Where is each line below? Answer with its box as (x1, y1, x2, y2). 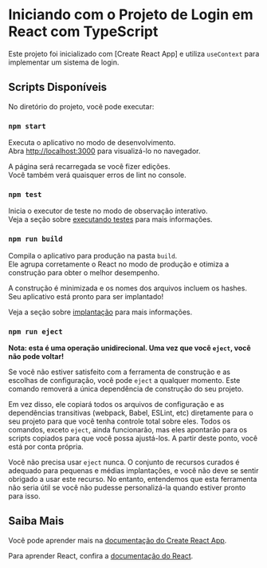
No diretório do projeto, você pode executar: (8, 101, 155, 111)
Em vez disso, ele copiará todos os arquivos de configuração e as (8, 399, 225, 408)
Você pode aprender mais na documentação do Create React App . (8, 535, 227, 545)
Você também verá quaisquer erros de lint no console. (8, 170, 187, 180)
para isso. (8, 491, 41, 500)
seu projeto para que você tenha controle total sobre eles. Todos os (8, 416, 231, 426)
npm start (8, 121, 46, 131)
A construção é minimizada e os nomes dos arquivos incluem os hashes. (8, 283, 247, 293)
